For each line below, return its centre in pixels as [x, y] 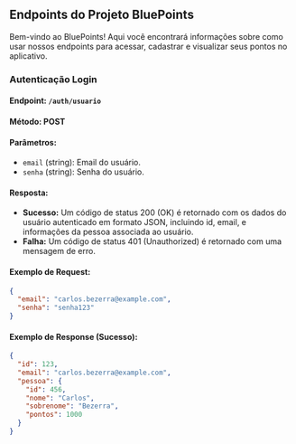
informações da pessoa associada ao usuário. [108, 232]
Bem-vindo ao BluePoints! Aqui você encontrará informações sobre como [147, 36]
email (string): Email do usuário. [82, 163]
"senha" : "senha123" [56, 308]
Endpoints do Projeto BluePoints [102, 15]
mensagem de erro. [59, 251]
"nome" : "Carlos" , [60, 398]
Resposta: [29, 193]
